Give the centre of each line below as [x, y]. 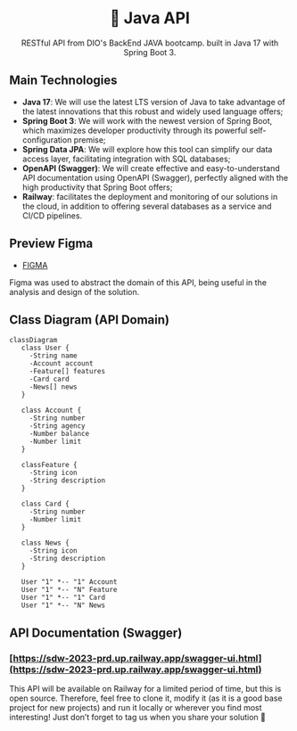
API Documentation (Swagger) [96, 632]
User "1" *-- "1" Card [63, 598]
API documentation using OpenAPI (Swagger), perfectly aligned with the [155, 177]
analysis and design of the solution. [74, 292]
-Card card [49, 379]
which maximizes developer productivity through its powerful [135, 130]
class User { [45, 348]
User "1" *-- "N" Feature [69, 590]
